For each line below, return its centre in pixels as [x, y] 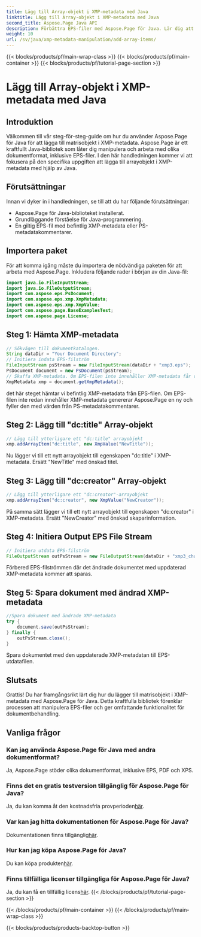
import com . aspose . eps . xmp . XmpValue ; [53, 305]
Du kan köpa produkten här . [40, 863]
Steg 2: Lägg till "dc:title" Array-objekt [80, 425]
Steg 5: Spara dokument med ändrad [76, 592]
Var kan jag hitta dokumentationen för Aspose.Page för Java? [98, 822]
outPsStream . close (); [44, 638]
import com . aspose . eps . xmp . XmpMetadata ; [57, 299]
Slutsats [22, 680]
